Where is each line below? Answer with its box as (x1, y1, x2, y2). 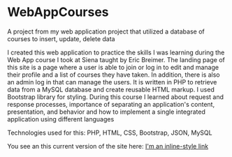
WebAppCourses (7, 4, 110, 20)
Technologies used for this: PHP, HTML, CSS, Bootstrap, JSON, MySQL (7, 128, 212, 137)
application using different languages (7, 114, 115, 123)
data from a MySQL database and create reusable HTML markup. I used (7, 85, 215, 94)
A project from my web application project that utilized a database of (7, 27, 205, 36)
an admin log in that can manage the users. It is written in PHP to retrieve (7, 77, 217, 86)
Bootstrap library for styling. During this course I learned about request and (7, 92, 224, 101)
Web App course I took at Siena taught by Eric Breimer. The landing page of (7, 55, 225, 63)
